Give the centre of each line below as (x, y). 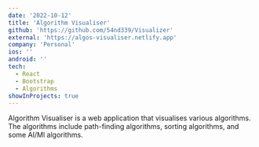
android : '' (27, 60)
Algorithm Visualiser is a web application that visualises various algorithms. (129, 118)
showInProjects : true (44, 96)
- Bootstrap (35, 81)
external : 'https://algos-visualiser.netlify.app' (93, 37)
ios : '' (21, 52)
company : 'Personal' (42, 45)
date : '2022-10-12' (40, 15)
